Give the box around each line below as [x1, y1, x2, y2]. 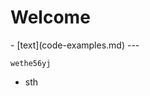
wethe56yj [10, 58, 52, 68]
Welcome [10, 6, 91, 29]
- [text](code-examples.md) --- [10, 39, 140, 51]
